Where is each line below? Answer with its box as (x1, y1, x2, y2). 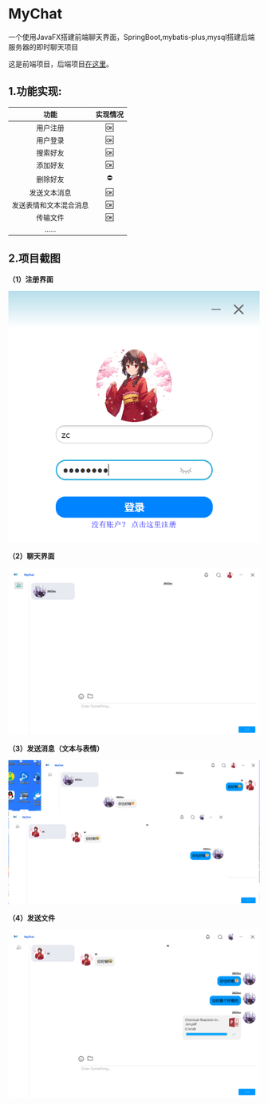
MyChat (8, 5, 62, 23)
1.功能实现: (8, 85, 62, 98)
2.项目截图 (8, 252, 61, 266)
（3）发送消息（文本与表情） (8, 743, 104, 754)
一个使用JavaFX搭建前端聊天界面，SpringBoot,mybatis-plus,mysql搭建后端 (8, 32, 255, 41)
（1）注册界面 (8, 274, 54, 284)
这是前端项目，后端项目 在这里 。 (8, 59, 113, 69)
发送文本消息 (29, 187, 72, 197)
